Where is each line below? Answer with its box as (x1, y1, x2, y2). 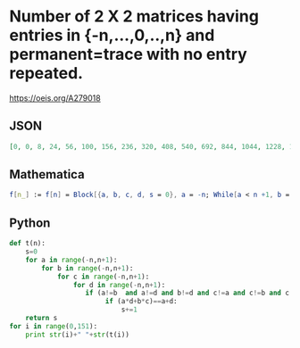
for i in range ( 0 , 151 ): (9, 321, 98, 331)
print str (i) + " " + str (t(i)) (25, 330, 129, 339)
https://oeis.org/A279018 (9, 92, 101, 104)
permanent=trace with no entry (9, 45, 247, 64)
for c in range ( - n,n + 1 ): (56, 272, 150, 281)
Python (9, 215, 51, 230)
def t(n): (9, 239, 46, 248)
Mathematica (9, 167, 85, 182)
